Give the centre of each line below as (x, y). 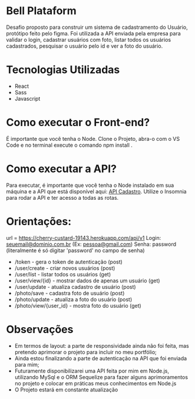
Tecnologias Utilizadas (63, 70)
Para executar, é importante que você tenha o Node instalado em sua (90, 185)
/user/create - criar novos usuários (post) (65, 268)
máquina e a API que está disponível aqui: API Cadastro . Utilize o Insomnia (96, 191)
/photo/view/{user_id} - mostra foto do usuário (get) (78, 305)
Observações (40, 329)
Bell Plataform (41, 11)
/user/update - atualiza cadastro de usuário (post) (75, 286)
